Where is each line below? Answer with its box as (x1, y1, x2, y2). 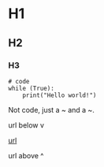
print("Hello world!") (22, 91, 97, 99)
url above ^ (8, 150, 44, 160)
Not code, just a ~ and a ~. (8, 105, 95, 114)
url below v (8, 120, 45, 130)
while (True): (8, 84, 55, 92)
